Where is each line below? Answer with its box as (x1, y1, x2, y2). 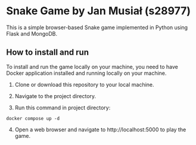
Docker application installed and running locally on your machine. (6, 70, 167, 77)
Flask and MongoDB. (6, 30, 58, 37)
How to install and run (6, 48, 89, 58)
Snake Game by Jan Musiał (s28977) (6, 4, 191, 18)
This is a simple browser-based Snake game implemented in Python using (6, 24, 188, 31)
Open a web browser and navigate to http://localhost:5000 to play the (14, 126, 186, 133)
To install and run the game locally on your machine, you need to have (6, 63, 179, 70)
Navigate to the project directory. (14, 92, 97, 99)
